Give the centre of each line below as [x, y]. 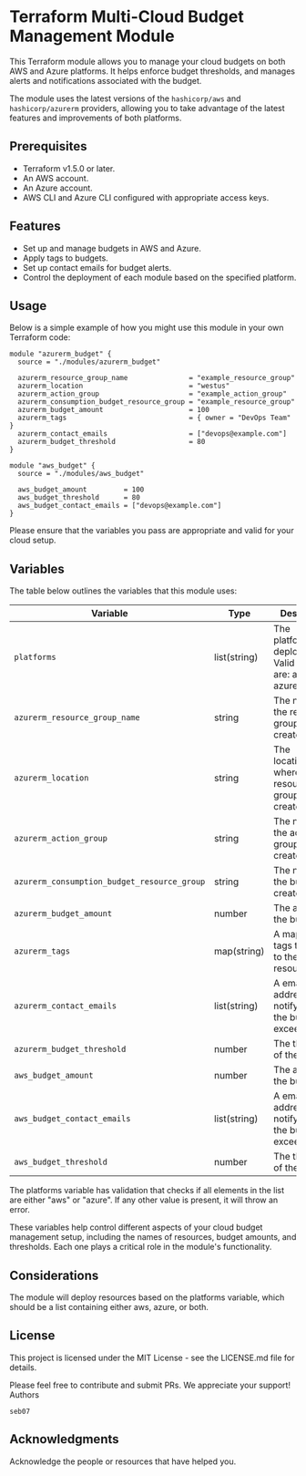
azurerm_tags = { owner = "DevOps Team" [154, 418]
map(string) [239, 952]
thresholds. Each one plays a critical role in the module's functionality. [141, 1247]
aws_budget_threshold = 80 [79, 498]
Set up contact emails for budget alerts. [97, 267]
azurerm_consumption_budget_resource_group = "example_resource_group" [157, 402]
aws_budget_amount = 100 [81, 490]
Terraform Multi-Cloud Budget [127, 17]
